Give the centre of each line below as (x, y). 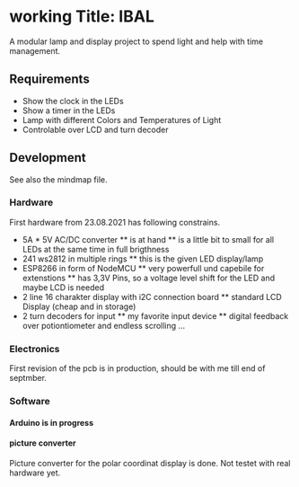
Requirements (49, 80)
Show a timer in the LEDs (69, 111)
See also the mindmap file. (58, 179)
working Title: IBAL (82, 17)
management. (35, 50)
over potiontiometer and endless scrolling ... (104, 325)
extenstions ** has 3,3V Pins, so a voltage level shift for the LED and (149, 278)
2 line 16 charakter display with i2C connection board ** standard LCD (152, 297)
